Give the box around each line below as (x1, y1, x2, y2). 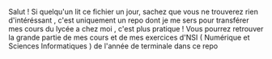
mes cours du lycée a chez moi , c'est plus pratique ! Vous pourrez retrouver (8, 24, 264, 33)
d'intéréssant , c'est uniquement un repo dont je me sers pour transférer (8, 15, 249, 25)
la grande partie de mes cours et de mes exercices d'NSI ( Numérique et (8, 32, 250, 42)
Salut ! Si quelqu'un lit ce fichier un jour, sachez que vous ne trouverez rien (8, 7, 259, 16)
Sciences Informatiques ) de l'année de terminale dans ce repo (8, 41, 219, 51)
